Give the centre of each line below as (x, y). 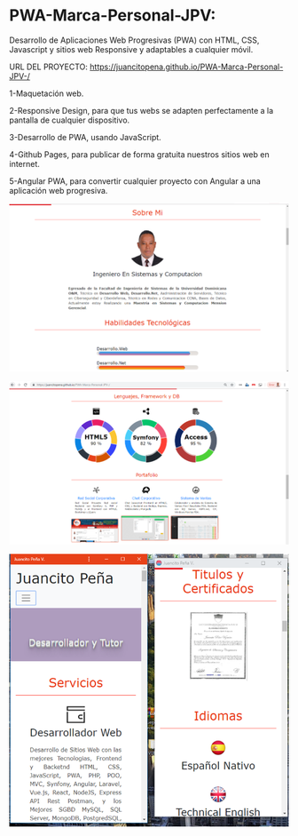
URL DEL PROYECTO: (49, 67)
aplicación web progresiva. (59, 190)
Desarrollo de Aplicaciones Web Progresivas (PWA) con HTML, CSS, (134, 40)
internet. (24, 163)
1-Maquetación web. (47, 93)
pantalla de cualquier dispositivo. (70, 120)
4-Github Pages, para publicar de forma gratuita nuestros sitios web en (139, 154)
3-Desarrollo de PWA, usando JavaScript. (85, 137)
